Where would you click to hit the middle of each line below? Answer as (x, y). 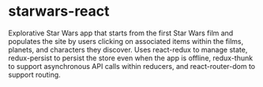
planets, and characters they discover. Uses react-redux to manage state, (128, 49)
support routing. (34, 74)
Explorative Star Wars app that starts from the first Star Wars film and (121, 33)
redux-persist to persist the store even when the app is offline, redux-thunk (131, 58)
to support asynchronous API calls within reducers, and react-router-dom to (131, 66)
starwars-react (59, 11)
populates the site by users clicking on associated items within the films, (126, 41)
